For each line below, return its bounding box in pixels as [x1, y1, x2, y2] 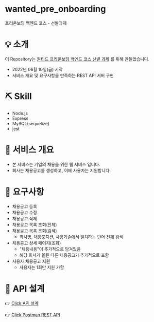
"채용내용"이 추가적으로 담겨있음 [19, 246, 81, 252]
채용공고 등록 [12, 203, 37, 209]
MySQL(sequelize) [12, 120, 50, 126]
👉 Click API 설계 [5, 300, 39, 306]
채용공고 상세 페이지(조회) [12, 240, 61, 246]
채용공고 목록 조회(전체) [12, 222, 57, 227]
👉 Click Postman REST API [5, 312, 60, 318]
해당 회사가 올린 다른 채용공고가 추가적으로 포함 [19, 252, 109, 258]
